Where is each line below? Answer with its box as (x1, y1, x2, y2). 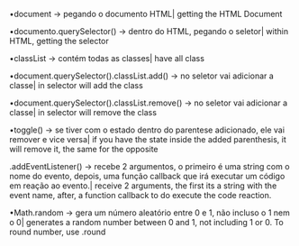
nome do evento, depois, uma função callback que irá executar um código (9, 171, 285, 181)
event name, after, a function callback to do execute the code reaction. (9, 190, 272, 200)
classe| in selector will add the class (9, 80, 144, 90)
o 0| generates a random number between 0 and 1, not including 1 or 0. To (9, 217, 284, 227)
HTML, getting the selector (9, 36, 110, 46)
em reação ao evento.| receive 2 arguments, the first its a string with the (9, 180, 277, 191)
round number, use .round (9, 226, 106, 237)
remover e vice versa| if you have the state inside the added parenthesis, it (9, 134, 286, 144)
